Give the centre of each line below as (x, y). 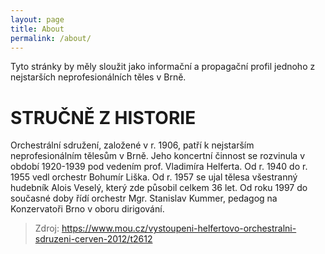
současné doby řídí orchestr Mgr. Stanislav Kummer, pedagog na (144, 198)
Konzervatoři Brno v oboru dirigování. (87, 209)
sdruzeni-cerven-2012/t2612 (93, 239)
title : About (37, 29)
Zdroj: (47, 228)
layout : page (37, 19)
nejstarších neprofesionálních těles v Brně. (98, 77)
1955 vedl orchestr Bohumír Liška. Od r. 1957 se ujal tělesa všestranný (154, 177)
